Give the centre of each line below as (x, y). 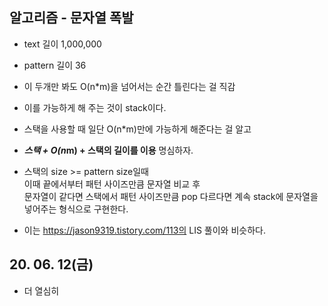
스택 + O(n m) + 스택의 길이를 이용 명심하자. (108, 150)
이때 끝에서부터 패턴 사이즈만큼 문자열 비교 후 (112, 184)
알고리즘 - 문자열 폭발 (71, 18)
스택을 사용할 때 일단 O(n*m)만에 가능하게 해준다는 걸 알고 (137, 129)
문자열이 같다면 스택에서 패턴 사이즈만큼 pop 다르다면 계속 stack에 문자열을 (171, 196)
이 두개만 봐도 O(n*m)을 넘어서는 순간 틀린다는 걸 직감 (129, 86)
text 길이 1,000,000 (62, 44)
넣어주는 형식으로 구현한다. (76, 209)
